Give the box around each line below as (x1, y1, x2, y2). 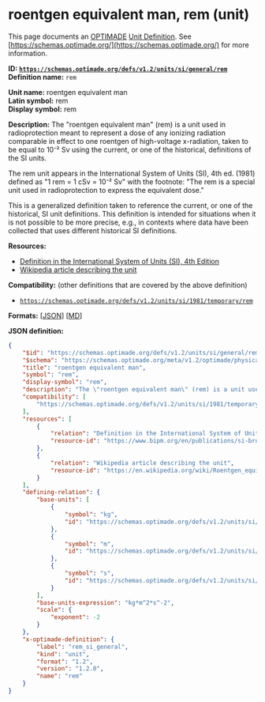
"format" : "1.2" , (36, 658, 93, 666)
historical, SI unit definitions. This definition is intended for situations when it (8, 209, 256, 218)
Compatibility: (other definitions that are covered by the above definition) (8, 280, 248, 289)
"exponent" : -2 (50, 613, 101, 621)
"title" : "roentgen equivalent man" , (22, 364, 147, 372)
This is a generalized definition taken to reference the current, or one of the (8, 200, 253, 210)
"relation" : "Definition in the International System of (50, 429, 242, 438)
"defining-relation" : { (22, 489, 101, 496)
